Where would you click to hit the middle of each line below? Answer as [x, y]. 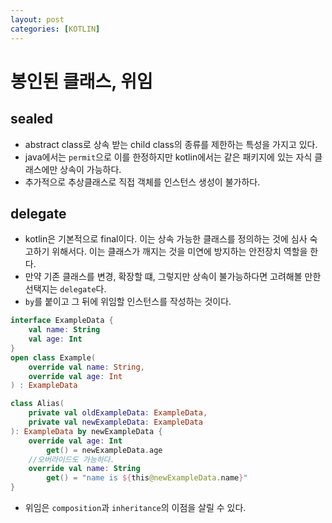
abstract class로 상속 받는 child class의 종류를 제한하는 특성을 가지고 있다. [171, 144]
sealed [32, 119]
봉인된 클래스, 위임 [81, 81]
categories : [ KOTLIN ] [55, 29]
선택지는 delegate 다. [65, 289]
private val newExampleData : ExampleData [115, 422]
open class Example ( [53, 357]
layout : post [37, 19]
